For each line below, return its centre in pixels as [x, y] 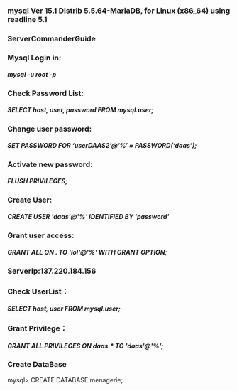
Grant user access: [41, 235]
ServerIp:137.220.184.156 [52, 271]
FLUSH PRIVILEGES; [38, 181]
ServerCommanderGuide [51, 38]
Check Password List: [45, 93]
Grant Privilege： [37, 328]
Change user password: [50, 129]
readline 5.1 [27, 19]
